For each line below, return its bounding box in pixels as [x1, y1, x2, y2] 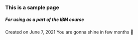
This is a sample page [5, 4, 59, 11]
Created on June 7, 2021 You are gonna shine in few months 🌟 [5, 29, 134, 35]
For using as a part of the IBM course [5, 16, 84, 22]
